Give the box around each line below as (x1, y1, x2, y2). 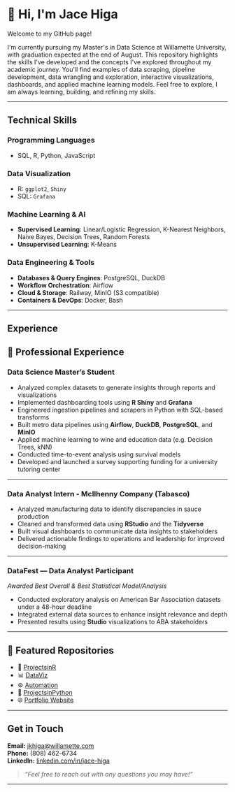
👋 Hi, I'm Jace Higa (7, 6, 119, 22)
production (17, 512, 50, 520)
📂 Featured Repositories (7, 645, 114, 656)
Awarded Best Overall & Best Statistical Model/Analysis (7, 582, 167, 590)
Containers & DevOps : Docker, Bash (17, 296, 124, 304)
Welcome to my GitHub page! (7, 29, 92, 38)
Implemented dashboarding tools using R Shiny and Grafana (17, 398, 192, 406)
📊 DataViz (17, 671, 48, 679)
